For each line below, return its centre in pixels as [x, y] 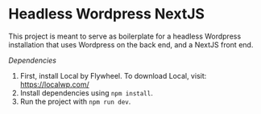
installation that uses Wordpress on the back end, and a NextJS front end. [131, 44]
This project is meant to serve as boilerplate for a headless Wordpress [125, 36]
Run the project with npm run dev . [75, 101]
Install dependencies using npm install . [86, 92]
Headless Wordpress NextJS [107, 14]
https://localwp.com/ [55, 84]
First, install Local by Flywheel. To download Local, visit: [113, 75]
